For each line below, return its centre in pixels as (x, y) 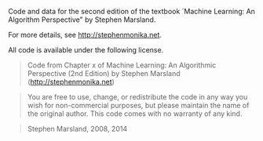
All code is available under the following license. (86, 50)
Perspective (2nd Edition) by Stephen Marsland (104, 73)
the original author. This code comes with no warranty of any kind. (135, 114)
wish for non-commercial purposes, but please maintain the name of (138, 105)
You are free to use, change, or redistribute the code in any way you (137, 97)
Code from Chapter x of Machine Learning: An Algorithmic (122, 65)
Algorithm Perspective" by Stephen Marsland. (82, 20)
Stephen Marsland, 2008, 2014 (77, 129)
